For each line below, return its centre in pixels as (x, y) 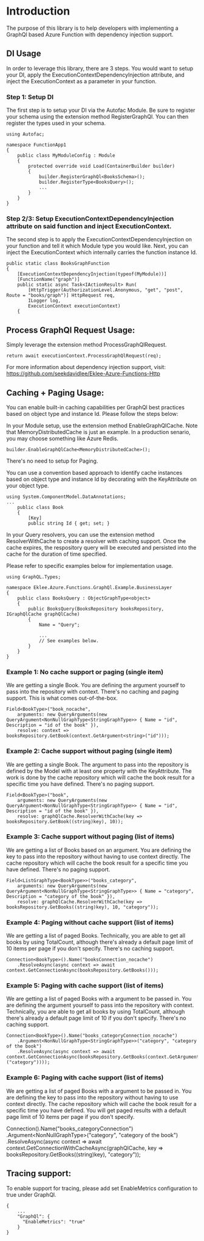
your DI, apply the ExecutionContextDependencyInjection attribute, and (96, 75)
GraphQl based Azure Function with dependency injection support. (90, 34)
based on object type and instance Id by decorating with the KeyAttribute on (102, 479)
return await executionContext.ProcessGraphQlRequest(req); (84, 356)
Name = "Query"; (59, 624)
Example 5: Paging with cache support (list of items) (85, 986)
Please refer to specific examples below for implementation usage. (90, 565)
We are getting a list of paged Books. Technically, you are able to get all (96, 936)
